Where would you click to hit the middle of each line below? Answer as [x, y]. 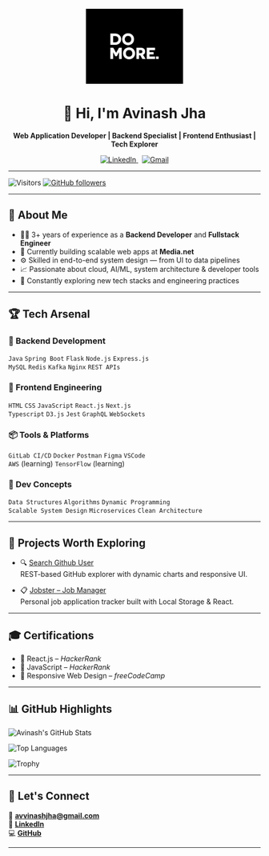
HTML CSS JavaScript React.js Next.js [70, 406]
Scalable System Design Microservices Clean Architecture [105, 511]
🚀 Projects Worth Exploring [77, 543]
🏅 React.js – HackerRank [60, 658]
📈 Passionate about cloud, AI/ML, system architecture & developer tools [139, 269]
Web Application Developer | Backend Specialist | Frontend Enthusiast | [134, 135]
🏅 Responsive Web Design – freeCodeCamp [92, 675]
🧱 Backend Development [57, 341]
